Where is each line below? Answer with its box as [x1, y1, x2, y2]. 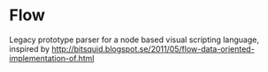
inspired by [9, 43, 50, 54]
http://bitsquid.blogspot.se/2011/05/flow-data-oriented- [51, 43, 255, 54]
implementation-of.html [9, 53, 95, 63]
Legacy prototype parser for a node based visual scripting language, [9, 34, 259, 45]
